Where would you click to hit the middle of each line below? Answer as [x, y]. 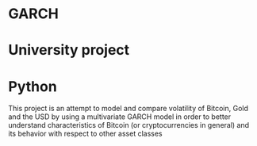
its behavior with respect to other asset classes [85, 134]
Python [33, 86]
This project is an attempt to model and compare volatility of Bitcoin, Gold [128, 109]
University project [69, 50]
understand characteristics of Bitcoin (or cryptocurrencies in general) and [129, 125]
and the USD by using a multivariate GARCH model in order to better [120, 117]
